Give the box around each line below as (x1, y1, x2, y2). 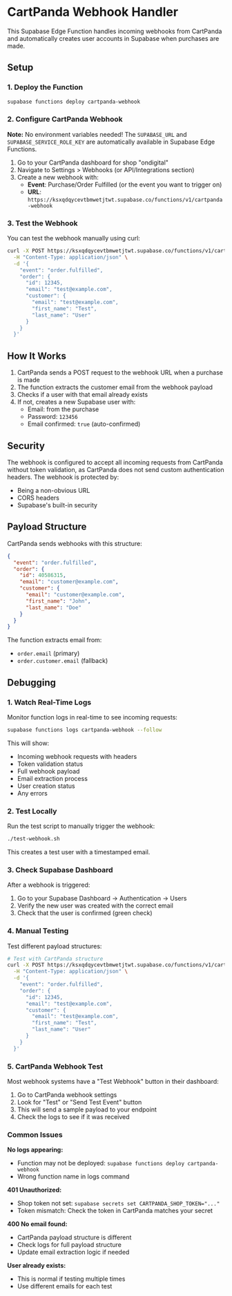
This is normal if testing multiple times (17, 1275, 126, 1283)
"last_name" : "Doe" (25, 604, 81, 611)
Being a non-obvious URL (17, 486, 90, 494)
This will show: (7, 739, 50, 747)
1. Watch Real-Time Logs (7, 697, 92, 707)
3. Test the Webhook (7, 218, 78, 228)
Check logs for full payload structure (17, 1241, 122, 1249)
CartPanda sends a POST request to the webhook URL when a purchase (17, 368, 223, 377)
